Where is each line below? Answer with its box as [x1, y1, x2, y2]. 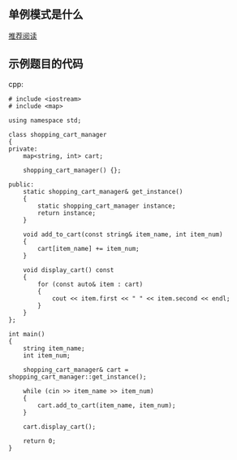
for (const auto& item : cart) [37, 280, 144, 288]
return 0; [23, 436, 57, 445]
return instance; [37, 208, 96, 217]
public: [8, 180, 35, 189]
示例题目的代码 [8, 57, 84, 71]
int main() [8, 330, 45, 338]
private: [8, 145, 38, 153]
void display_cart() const [23, 265, 114, 274]
